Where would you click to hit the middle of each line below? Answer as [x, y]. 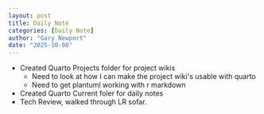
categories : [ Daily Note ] [51, 30]
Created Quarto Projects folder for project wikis [97, 68]
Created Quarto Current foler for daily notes [91, 93]
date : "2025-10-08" [41, 45]
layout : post [30, 16]
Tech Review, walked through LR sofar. [83, 102]
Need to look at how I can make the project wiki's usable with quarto [144, 77]
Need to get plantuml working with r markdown [109, 85]
